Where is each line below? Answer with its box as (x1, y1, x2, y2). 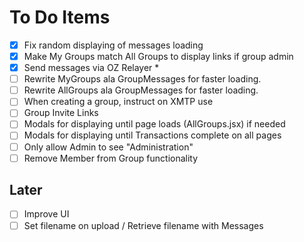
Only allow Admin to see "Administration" (23, 141, 194, 153)
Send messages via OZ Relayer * (23, 62, 160, 74)
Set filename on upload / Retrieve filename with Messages (23, 219, 264, 231)
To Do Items (9, 6, 111, 29)
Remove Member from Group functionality (23, 152, 199, 164)
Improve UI (23, 208, 70, 220)
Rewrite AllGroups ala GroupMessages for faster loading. (23, 84, 259, 96)
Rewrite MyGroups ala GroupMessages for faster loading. (23, 73, 262, 85)
